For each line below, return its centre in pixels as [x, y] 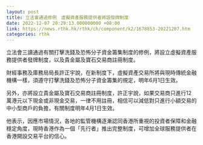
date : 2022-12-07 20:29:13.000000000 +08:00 [63, 23]
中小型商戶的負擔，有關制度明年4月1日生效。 [62, 108]
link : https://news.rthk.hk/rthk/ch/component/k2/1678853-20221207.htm [98, 29]
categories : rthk [28, 34]
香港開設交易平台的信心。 [38, 136]
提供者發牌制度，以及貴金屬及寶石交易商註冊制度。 [75, 60]
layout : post [23, 12]
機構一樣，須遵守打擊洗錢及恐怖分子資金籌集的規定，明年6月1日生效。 [94, 80]
